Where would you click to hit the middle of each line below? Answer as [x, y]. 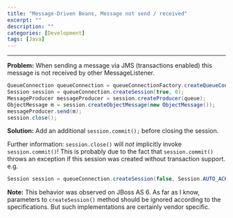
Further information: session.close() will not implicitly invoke [95, 144]
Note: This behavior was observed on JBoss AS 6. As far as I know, [103, 192]
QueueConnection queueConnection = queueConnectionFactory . [96, 86]
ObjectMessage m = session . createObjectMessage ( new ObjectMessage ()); [111, 105]
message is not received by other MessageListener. [81, 73]
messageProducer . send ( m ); [44, 111]
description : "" [31, 26]
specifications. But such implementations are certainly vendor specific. [109, 207]
